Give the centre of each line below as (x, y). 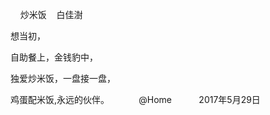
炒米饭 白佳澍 (51, 14)
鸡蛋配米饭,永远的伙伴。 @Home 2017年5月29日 (135, 99)
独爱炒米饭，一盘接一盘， (63, 78)
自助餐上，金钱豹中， (54, 57)
